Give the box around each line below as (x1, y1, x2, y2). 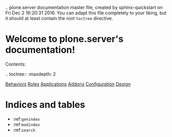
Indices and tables (5, 99, 86, 111)
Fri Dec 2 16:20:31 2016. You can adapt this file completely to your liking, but (5, 10, 167, 16)
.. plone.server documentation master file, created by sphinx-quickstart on (5, 5, 163, 10)
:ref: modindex (12, 121, 40, 127)
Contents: (5, 61, 26, 67)
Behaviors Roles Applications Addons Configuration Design (5, 81, 131, 87)
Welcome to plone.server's (5, 33, 124, 45)
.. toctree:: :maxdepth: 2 (5, 71, 56, 77)
